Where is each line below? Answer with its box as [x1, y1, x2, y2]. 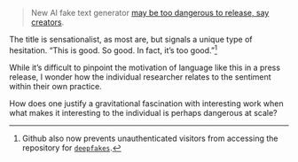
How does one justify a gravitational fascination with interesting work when [9, 97, 284, 109]
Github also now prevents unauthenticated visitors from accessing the [21, 133, 278, 143]
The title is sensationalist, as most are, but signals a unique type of [9, 35, 253, 44]
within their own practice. [9, 81, 102, 91]
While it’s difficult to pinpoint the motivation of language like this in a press [9, 62, 281, 73]
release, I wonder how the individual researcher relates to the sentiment [9, 71, 272, 82]
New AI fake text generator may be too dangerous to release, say [30, 8, 270, 18]
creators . [30, 17, 65, 27]
